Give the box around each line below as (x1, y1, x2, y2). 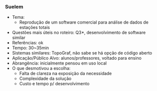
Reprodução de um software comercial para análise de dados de (19, 19, 149, 25)
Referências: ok (12, 40, 44, 46)
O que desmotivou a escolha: (12, 65, 71, 71)
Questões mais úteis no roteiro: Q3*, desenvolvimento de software (12, 30, 146, 36)
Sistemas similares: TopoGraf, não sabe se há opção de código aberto (12, 50, 153, 56)
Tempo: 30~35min (12, 45, 49, 51)
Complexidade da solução (19, 76, 72, 81)
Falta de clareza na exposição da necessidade (19, 71, 112, 77)
